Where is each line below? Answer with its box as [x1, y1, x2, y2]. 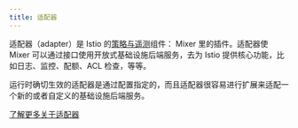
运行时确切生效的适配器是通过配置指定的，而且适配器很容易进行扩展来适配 [9, 79, 281, 89]
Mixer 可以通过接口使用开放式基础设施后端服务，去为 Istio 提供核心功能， [9, 49, 278, 60]
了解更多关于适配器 [9, 109, 80, 119]
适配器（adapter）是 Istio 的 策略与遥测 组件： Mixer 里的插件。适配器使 [9, 38, 269, 49]
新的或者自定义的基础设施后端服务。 [16, 90, 149, 101]
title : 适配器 [9, 12, 58, 22]
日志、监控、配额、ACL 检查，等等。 [16, 60, 152, 71]
